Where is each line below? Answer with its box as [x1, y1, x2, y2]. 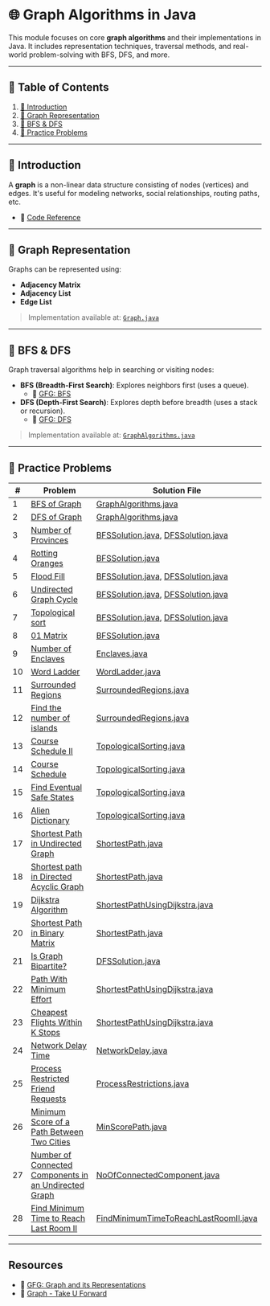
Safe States [31, 792, 75, 803]
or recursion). [19, 406, 66, 416]
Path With [31, 974, 68, 985]
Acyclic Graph [31, 882, 84, 892]
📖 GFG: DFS [31, 415, 72, 424]
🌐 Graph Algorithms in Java [8, 6, 197, 24]
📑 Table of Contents [8, 80, 109, 94]
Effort [31, 994, 52, 1005]
